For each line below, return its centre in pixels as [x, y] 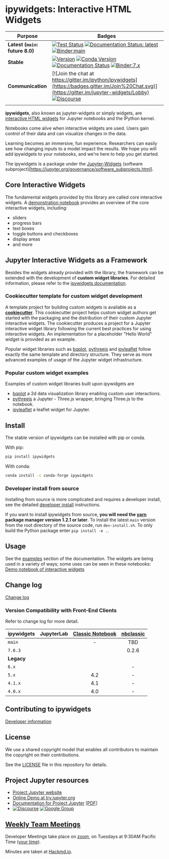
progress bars [27, 223]
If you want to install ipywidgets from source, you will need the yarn [76, 515]
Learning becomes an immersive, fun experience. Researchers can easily [81, 143]
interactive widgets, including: [36, 208]
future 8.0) [21, 50]
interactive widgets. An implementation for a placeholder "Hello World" [79, 334]
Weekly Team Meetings [43, 824]
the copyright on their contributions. [43, 755]
